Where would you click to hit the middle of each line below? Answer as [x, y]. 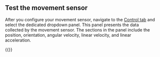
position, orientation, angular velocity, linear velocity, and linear [68, 35]
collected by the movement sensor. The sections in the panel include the [78, 30]
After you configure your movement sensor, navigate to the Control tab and [80, 19]
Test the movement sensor [46, 8]
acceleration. [18, 40]
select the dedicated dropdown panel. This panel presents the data [72, 25]
